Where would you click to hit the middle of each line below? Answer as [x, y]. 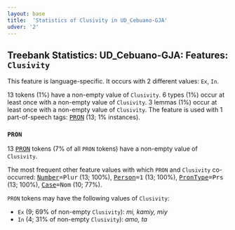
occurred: [21, 177]
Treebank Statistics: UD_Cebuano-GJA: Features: [118, 55]
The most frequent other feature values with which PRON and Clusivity [109, 170]
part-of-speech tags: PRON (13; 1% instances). [74, 117]
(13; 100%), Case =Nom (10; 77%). [55, 185]
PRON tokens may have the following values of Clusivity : [88, 198]
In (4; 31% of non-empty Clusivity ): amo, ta [82, 219]
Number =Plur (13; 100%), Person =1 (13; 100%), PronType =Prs [130, 177]
